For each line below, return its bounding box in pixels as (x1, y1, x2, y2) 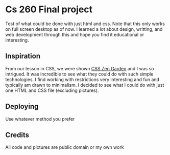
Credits (5, 130, 30, 139)
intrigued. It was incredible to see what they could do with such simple (5, 71, 154, 77)
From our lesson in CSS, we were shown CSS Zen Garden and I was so (5, 65, 154, 71)
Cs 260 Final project (5, 4, 93, 15)
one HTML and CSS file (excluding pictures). (5, 87, 99, 93)
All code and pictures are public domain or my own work (5, 144, 124, 150)
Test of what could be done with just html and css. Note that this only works (5, 21, 165, 27)
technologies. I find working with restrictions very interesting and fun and (5, 76, 160, 83)
